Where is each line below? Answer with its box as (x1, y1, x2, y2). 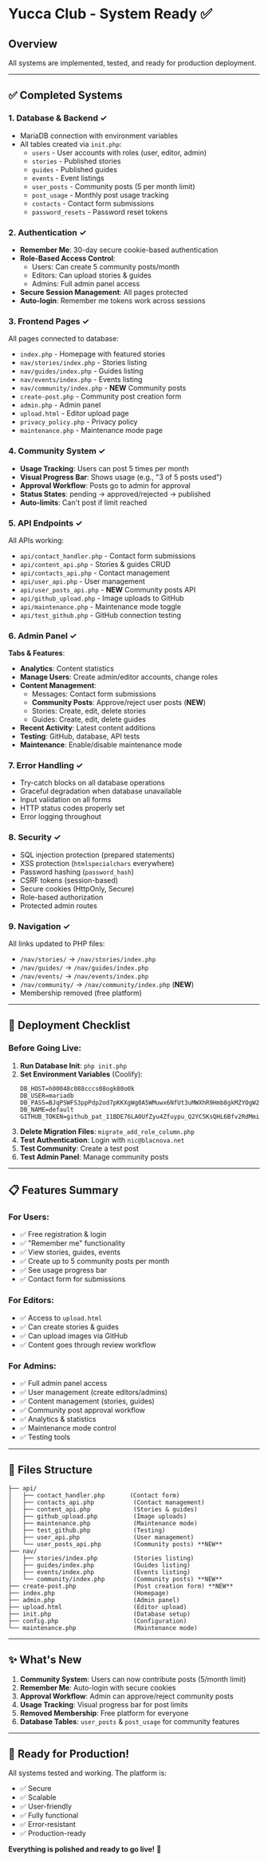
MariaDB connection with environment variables (19, 131, 178, 140)
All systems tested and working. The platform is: (8, 1768, 167, 1778)
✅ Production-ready (19, 1829, 86, 1838)
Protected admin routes (19, 900, 97, 910)
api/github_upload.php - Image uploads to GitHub (19, 593, 185, 603)
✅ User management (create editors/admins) (19, 1388, 168, 1397)
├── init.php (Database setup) (8, 1610, 191, 1618)
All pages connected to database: (8, 334, 120, 344)
